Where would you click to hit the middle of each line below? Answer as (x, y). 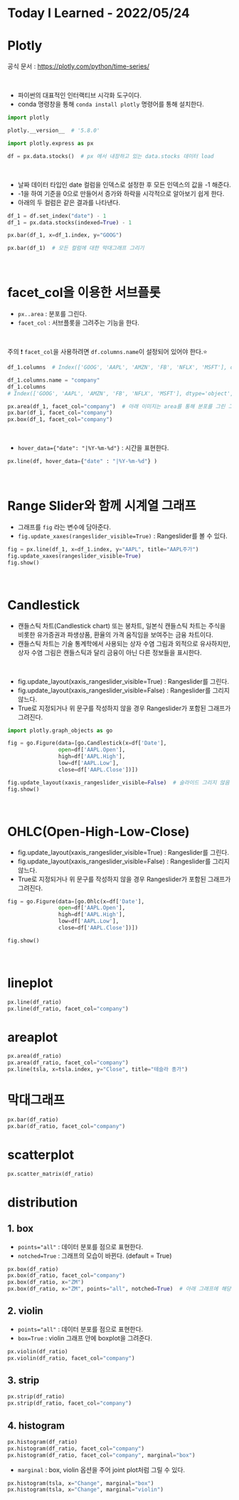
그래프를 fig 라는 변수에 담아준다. (64, 527)
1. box (21, 1229)
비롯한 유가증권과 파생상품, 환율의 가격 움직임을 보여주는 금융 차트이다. (115, 635)
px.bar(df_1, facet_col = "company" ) (60, 413)
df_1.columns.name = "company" (54, 380)
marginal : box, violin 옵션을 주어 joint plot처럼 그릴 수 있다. (101, 1469)
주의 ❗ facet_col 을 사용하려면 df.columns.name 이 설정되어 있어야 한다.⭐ (107, 352)
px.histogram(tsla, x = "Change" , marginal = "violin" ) (85, 1490)
